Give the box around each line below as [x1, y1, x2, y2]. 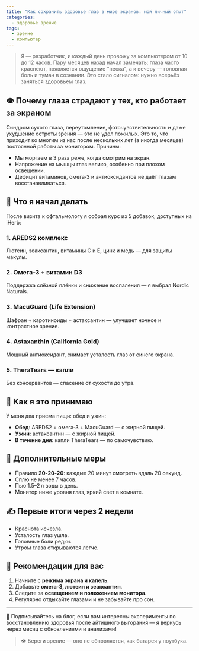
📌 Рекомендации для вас [6, 561, 104, 571]
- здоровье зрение [11, 20, 57, 26]
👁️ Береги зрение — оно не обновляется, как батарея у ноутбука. [20, 637, 188, 644]
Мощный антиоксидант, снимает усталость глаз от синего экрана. [6, 351, 175, 358]
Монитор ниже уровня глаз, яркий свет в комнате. [14, 488, 143, 495]
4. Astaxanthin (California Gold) [6, 337, 99, 346]
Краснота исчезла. [14, 525, 63, 532]
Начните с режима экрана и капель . [14, 577, 110, 584]
